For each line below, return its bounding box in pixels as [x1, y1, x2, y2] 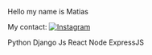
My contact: [7, 22, 47, 31]
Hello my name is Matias [7, 7, 89, 16]
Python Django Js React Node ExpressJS [7, 37, 145, 47]
